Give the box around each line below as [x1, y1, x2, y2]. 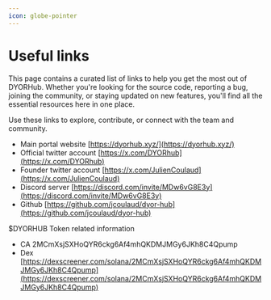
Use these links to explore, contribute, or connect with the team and [8, 115, 235, 125]
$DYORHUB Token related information [8, 223, 135, 233]
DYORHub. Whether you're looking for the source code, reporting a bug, [8, 82, 248, 91]
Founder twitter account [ [19, 165, 105, 175]
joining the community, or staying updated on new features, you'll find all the [8, 91, 263, 100]
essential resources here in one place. [8, 99, 135, 109]
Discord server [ [19, 182, 74, 192]
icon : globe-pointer [8, 11, 78, 20]
